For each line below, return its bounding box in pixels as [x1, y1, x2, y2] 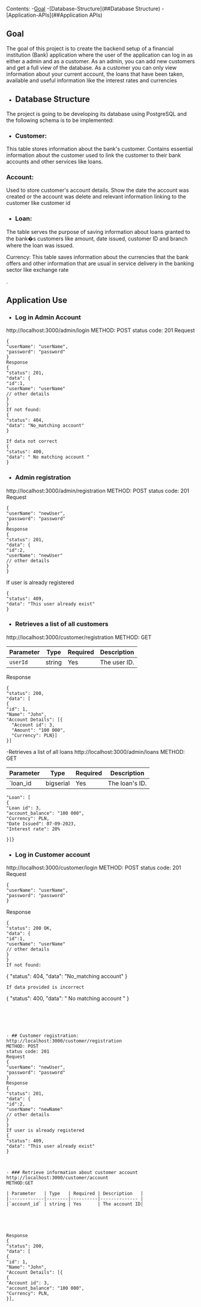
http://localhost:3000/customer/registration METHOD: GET [6, 634, 152, 641]
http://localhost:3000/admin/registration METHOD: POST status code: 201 [6, 487, 190, 494]
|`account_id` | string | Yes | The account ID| [6, 1201, 144, 1207]
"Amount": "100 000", [11, 727, 66, 733]
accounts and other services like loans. [6, 158, 103, 165]
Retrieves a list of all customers [14, 620, 109, 628]
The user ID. [100, 658, 134, 666]
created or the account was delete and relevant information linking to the [6, 193, 186, 200]
